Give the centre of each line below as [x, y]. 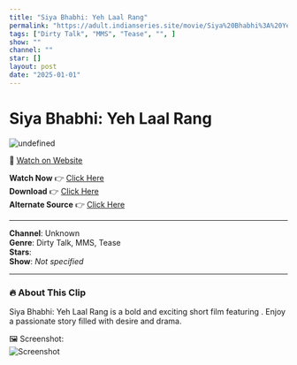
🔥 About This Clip [48, 293]
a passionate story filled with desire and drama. [95, 321]
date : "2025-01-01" [45, 75]
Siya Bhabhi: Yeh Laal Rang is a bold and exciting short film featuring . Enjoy [147, 311]
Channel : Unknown [45, 233]
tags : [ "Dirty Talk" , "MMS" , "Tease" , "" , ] [92, 34]
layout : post [33, 67]
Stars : [21, 252]
